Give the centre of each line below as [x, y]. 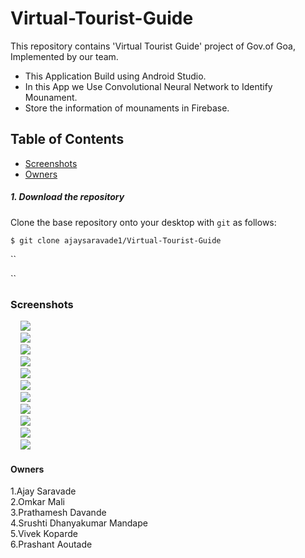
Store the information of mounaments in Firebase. [127, 108]
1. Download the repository [67, 197]
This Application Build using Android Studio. [115, 76]
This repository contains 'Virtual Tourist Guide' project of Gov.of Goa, [153, 46]
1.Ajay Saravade [43, 491]
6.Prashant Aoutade [51, 544]
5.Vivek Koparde [44, 534]
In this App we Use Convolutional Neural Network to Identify [148, 86]
